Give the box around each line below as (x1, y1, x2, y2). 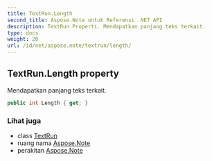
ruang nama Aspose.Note (17, 139, 91, 147)
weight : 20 (7, 36, 39, 43)
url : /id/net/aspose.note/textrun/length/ (7, 42, 132, 49)
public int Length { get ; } (7, 100, 89, 106)
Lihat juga (7, 115, 42, 125)
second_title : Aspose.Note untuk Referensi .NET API (7, 17, 163, 23)
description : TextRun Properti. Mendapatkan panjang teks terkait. (7, 23, 206, 30)
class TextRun (17, 131, 58, 140)
